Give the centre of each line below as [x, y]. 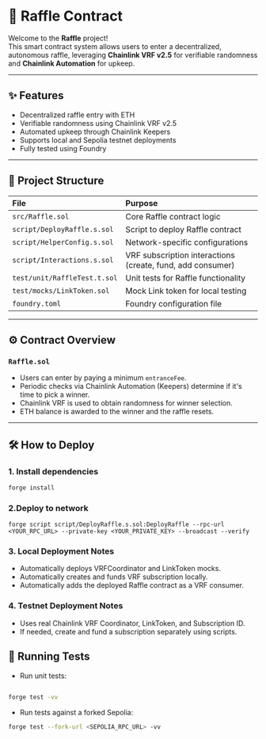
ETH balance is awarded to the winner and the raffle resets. [117, 412]
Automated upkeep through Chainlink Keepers [95, 131]
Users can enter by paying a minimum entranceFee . [103, 378]
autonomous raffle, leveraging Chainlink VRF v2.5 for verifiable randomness [133, 55]
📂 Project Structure [56, 181]
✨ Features [36, 95]
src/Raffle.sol [41, 216]
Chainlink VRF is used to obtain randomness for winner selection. [126, 403]
